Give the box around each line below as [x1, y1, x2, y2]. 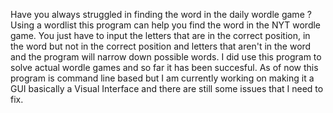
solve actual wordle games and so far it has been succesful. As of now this [10, 62, 319, 73]
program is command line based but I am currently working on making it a [10, 72, 315, 84]
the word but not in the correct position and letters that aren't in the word [10, 40, 312, 52]
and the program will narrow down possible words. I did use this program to [10, 51, 322, 63]
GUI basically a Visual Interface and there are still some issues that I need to [10, 83, 324, 94]
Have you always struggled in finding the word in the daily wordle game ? [10, 9, 312, 20]
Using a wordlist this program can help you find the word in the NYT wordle [10, 19, 322, 31]
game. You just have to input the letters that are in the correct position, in [10, 30, 311, 41]
